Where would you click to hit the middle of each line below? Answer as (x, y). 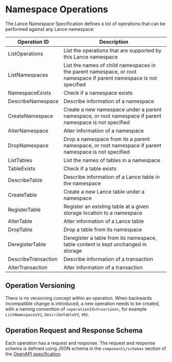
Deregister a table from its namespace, (110, 238)
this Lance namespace (91, 56)
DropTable (20, 230)
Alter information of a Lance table (104, 221)
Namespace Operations (57, 9)
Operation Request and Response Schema (74, 330)
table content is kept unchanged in (105, 244)
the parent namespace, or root (100, 71)
